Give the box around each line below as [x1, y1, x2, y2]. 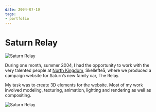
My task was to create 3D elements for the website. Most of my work [5, 82, 143, 88]
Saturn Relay [5, 37, 58, 48]
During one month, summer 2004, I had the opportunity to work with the [5, 63, 150, 68]
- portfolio [5, 16, 29, 21]
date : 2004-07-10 [5, 7, 40, 12]
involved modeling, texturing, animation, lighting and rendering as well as [5, 87, 152, 93]
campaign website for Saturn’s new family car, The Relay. [5, 73, 120, 79]
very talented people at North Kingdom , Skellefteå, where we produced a [5, 67, 152, 73]
